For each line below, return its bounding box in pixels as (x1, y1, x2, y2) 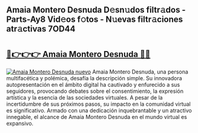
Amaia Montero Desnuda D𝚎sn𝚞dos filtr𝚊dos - (6, 5, 186, 15)
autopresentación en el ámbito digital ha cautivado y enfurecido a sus (6, 81, 180, 88)
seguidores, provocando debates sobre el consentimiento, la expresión (6, 87, 183, 95)
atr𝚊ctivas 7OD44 (6, 24, 76, 34)
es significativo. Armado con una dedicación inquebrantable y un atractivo (6, 107, 192, 114)
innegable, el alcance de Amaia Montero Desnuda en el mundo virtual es (6, 114, 188, 120)
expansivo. (6, 120, 34, 127)
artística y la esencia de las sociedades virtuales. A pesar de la (6, 94, 163, 101)
